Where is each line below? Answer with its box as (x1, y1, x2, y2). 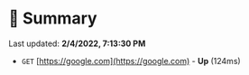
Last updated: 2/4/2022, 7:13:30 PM (8, 38, 146, 49)
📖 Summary (8, 8, 97, 29)
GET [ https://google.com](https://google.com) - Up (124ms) (21, 55, 241, 66)
